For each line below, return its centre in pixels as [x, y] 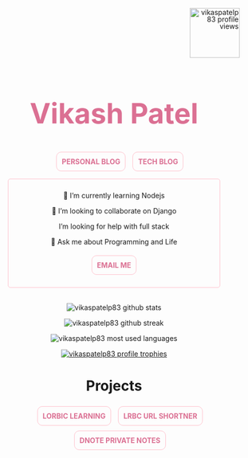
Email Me [114, 265]
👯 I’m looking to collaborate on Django [114, 210]
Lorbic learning [74, 416]
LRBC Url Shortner [160, 416]
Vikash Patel [114, 114]
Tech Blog [158, 161]
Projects [114, 386]
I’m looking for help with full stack [114, 226]
